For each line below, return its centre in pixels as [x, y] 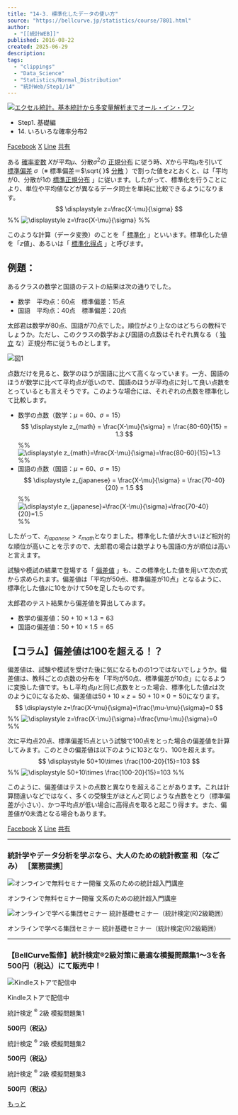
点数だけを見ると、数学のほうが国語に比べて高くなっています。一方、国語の [118, 373]
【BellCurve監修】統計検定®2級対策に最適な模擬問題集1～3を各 [117, 955]
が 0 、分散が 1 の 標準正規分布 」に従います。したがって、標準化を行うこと [114, 179]
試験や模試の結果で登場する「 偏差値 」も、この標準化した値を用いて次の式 [118, 570]
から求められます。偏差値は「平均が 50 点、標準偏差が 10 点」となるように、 [116, 579]
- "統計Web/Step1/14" [45, 87]
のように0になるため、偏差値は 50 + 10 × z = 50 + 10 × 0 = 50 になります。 [115, 697]
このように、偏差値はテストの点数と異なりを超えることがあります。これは [115, 787]
